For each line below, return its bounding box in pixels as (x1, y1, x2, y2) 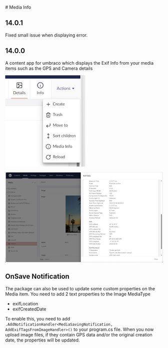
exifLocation (12, 300, 38, 306)
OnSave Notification (5, 272, 70, 281)
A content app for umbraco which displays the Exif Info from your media (5, 60, 154, 66)
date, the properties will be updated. (5, 337, 80, 343)
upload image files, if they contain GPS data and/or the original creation (5, 331, 152, 337)
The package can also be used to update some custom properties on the (5, 285, 155, 291)
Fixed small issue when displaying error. (5, 32, 88, 38)
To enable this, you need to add (5, 315, 70, 321)
